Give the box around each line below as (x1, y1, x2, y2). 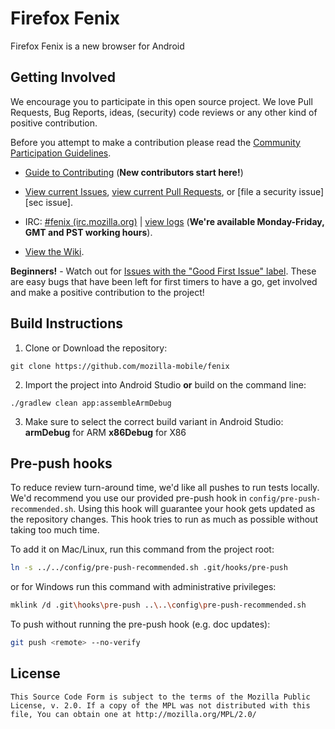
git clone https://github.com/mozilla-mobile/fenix (10, 361, 230, 371)
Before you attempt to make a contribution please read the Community (10, 136, 301, 148)
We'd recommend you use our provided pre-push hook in (10, 492, 247, 504)
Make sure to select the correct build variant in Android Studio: (24, 415, 284, 427)
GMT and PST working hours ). (24, 226, 153, 238)
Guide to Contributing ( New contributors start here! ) (24, 166, 244, 178)
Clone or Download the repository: (24, 342, 168, 354)
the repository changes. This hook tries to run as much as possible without (10, 513, 318, 526)
